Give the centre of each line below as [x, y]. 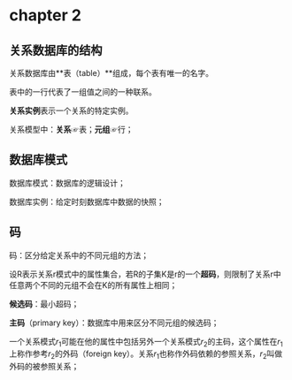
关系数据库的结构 [56, 50]
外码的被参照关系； [44, 367]
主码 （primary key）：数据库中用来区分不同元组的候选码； [114, 323]
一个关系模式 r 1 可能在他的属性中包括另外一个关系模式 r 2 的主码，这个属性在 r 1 [146, 342]
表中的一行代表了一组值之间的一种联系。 [83, 92]
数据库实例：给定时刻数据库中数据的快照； [87, 201]
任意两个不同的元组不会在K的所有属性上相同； [93, 285]
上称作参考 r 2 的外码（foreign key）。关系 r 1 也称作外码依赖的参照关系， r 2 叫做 [146, 355]
